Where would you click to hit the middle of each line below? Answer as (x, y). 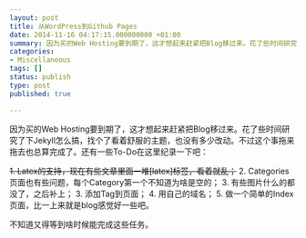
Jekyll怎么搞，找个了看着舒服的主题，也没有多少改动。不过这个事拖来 (164, 140)
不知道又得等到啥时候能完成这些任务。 (81, 224)
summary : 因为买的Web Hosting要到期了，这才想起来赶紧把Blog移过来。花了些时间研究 (153, 43)
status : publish (40, 77)
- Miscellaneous (40, 60)
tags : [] (26, 69)
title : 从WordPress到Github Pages (74, 26)
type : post (30, 85)
